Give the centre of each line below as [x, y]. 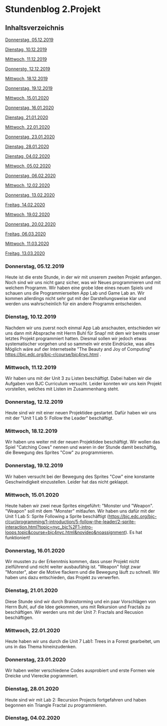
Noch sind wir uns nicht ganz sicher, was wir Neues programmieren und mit [83, 283]
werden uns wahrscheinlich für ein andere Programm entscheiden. [74, 304]
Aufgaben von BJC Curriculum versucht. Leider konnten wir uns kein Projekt [83, 383]
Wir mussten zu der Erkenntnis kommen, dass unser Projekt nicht [72, 562]
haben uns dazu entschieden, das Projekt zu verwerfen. [63, 578]
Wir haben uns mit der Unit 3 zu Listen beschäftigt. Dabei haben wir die [79, 378]
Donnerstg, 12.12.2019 [28, 69]
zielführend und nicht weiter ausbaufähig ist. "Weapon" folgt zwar [73, 567]
